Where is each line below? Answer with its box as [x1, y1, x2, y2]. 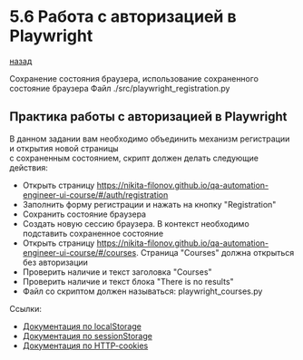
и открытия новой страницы [9, 142, 120, 153]
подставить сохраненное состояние [22, 228, 164, 238]
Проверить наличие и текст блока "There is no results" [22, 276, 234, 287]
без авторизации [22, 257, 89, 268]
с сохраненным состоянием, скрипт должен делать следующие [9, 152, 259, 163]
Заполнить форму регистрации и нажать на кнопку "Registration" [22, 199, 277, 209]
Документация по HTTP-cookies [22, 340, 149, 351]
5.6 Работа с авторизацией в [9, 6, 238, 27]
